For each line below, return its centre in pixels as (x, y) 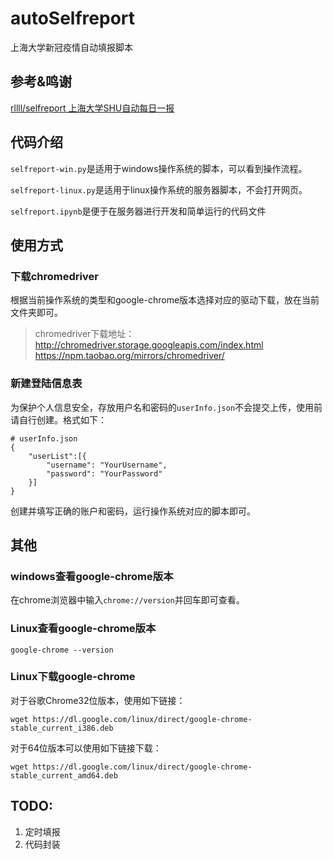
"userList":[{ (57, 456)
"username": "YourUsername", (107, 465)
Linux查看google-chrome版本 (83, 629)
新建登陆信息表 (46, 384)
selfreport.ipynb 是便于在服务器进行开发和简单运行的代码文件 (138, 211)
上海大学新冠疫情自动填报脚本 (71, 47)
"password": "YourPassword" (104, 473)
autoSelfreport (73, 18)
